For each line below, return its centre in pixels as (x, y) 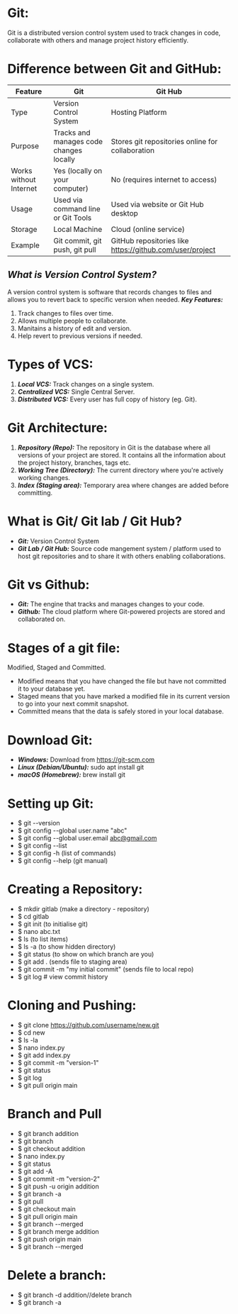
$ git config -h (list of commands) (67, 853)
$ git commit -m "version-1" (58, 1063)
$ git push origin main (49, 1240)
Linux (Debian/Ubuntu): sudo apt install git (81, 767)
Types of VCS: (50, 364)
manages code (78, 141)
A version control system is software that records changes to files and (110, 291)
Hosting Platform (139, 112)
